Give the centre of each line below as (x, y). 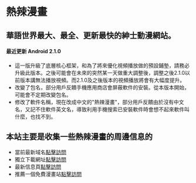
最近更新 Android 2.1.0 (34, 51)
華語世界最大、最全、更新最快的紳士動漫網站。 (91, 35)
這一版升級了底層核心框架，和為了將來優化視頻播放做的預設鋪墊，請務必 (102, 65)
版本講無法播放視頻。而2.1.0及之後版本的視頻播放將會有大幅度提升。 (102, 80)
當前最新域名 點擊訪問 (40, 152)
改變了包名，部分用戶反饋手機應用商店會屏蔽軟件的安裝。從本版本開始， (102, 87)
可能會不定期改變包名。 (43, 95)
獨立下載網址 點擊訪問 (40, 159)
